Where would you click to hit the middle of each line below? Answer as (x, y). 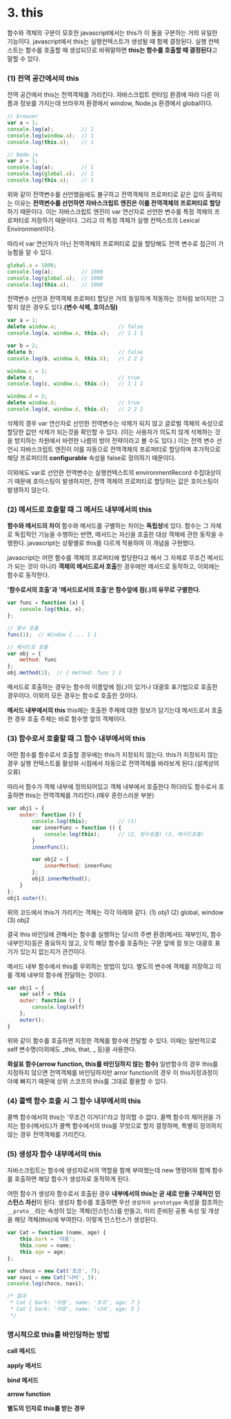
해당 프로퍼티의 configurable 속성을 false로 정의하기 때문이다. (92, 458)
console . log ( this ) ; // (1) (84, 821)
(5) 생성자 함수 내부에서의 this (54, 1154)
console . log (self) (58, 1007)
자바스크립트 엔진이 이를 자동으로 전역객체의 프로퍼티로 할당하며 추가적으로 (120, 449)
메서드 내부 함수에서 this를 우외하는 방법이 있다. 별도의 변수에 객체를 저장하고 (111, 966)
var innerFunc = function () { (77, 827)
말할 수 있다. (24, 58)
